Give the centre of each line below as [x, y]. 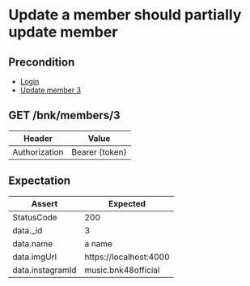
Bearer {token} [99, 152]
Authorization [38, 152]
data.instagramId [44, 270]
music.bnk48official [122, 270]
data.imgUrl [35, 257]
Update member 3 [51, 90]
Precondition [42, 62]
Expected [127, 203]
